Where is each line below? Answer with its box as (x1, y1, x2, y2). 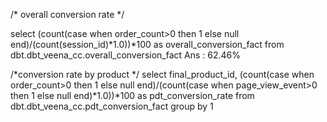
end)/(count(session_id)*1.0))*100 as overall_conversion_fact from (10, 39, 285, 50)
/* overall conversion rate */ (10, 9, 125, 20)
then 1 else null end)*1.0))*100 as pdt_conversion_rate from (10, 90, 255, 101)
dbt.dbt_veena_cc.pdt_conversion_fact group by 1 (10, 100, 214, 112)
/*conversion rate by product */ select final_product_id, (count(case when (10, 69, 315, 80)
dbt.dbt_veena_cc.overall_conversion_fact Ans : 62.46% (10, 49, 242, 61)
